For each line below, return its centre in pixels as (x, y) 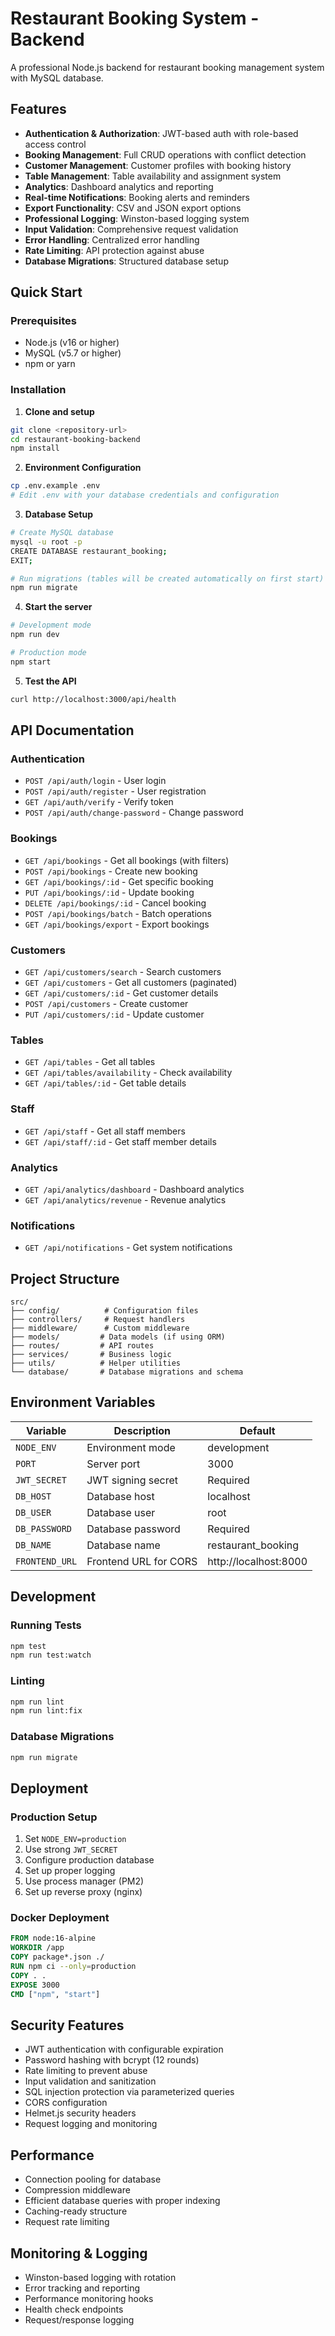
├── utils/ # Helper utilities (96, 1363)
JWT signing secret (132, 1480)
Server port (113, 1464)
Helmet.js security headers (80, 2113)
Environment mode (131, 1447)
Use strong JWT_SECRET (71, 1849)
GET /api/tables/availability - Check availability (128, 1073)
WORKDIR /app (37, 1948)
